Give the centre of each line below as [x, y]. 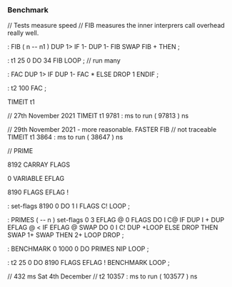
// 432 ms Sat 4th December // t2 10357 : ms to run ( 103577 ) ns [102, 276]
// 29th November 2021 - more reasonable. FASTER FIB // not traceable [112, 130]
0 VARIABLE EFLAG [36, 179]
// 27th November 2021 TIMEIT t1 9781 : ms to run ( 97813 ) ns [98, 116]
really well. [23, 33]
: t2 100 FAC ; [27, 88]
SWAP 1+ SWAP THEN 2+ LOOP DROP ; [66, 235]
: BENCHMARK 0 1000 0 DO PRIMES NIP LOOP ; [78, 249]
